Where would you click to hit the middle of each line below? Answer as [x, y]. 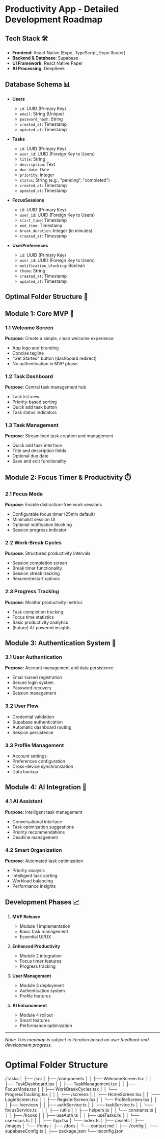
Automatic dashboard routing [42, 727]
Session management [34, 693]
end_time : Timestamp [41, 225]
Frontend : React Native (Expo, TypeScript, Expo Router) [69, 53]
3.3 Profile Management [35, 745]
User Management [32, 976]
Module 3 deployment [42, 985]
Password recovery [32, 688]
